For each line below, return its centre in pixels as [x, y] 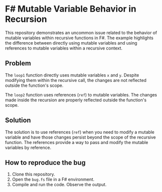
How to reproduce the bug [45, 163]
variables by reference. [28, 147]
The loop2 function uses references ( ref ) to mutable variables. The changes [81, 95]
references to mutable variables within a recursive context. [64, 48]
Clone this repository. [33, 174]
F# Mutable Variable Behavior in [71, 9]
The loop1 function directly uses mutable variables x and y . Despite [72, 75]
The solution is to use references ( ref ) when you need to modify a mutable [80, 132]
